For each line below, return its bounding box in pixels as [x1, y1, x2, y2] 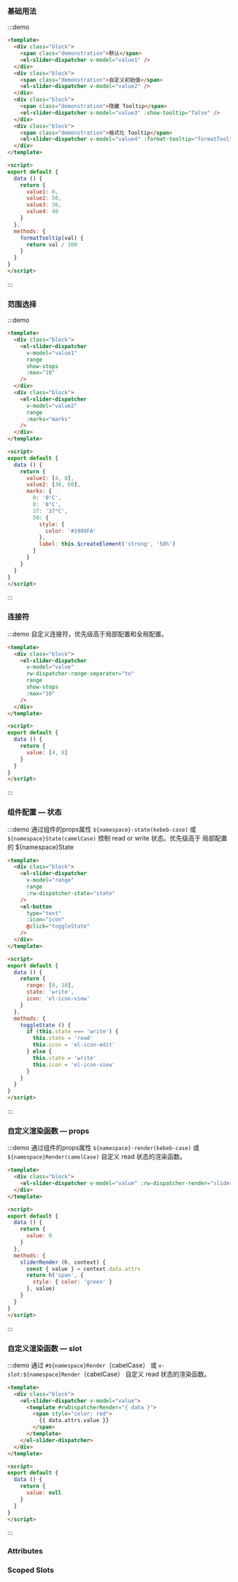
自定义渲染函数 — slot [7, 1343, 83, 1353]
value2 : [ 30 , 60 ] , [25, 481, 81, 488]
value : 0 [25, 1232, 52, 1240]
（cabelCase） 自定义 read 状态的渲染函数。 [80, 1370, 210, 1378]
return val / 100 [25, 241, 78, 248]
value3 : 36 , [25, 201, 62, 209]
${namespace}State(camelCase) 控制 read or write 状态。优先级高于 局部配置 [7, 833, 228, 843]
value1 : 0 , [25, 188, 59, 195]
